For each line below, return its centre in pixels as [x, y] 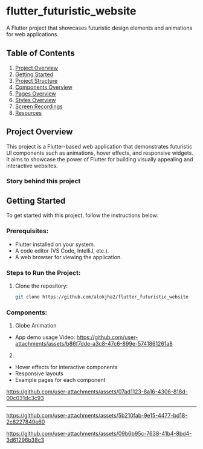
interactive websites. [32, 166]
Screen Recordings [39, 106]
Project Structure [36, 80]
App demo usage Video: [45, 337]
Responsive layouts [39, 373]
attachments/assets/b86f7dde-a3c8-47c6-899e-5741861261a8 [94, 344]
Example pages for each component [60, 380]
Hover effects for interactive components [66, 367]
